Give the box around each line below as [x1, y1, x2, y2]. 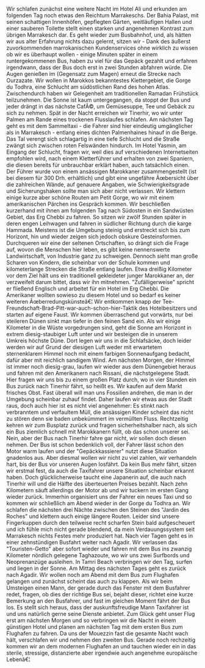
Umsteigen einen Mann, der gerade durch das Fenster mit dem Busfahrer [6, 584, 190, 591]
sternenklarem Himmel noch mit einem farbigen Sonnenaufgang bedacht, [6, 350, 191, 357]
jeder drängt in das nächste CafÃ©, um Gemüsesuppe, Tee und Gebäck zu [6, 103, 195, 110]
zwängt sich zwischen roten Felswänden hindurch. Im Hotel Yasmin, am [6, 142, 187, 149]
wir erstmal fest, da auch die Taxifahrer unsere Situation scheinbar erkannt [6, 467, 194, 474]
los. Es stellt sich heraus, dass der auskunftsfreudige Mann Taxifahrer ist [6, 604, 189, 611]
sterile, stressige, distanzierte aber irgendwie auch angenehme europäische [6, 649, 198, 656]
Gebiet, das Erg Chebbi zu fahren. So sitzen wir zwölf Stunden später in [6, 214, 187, 220]
